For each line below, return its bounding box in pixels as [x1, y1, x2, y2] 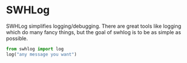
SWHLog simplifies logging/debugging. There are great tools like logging [6, 23, 182, 29]
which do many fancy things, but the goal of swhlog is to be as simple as [6, 28, 181, 35]
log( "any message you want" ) [6, 51, 77, 57]
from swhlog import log [6, 46, 64, 52]
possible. [6, 35, 28, 42]
